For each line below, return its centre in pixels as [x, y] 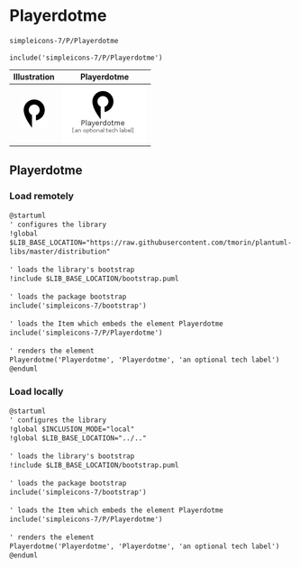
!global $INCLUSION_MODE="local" [72, 429]
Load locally [36, 391]
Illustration [34, 77]
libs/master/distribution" [60, 252]
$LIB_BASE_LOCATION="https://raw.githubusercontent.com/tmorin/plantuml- [151, 243]
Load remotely [42, 196]
